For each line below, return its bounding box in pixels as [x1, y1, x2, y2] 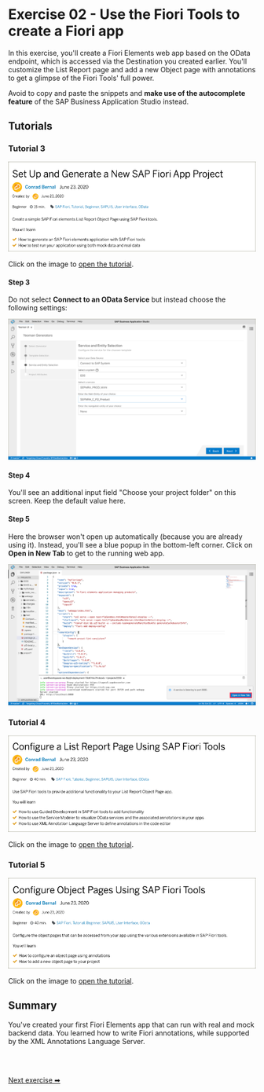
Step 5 [8, 515, 30, 524]
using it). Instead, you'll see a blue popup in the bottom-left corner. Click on [8, 540, 253, 549]
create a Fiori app [8, 22, 124, 40]
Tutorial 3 [8, 143, 46, 154]
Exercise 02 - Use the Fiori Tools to [8, 5, 240, 24]
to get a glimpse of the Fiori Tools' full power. [8, 73, 155, 82]
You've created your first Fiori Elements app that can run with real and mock [8, 1020, 255, 1029]
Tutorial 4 [8, 717, 46, 728]
